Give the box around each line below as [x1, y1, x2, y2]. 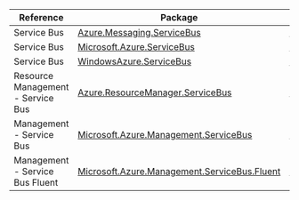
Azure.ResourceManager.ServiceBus [77, 86, 232, 99]
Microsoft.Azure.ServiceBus [77, 41, 196, 52]
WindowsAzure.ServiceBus [77, 55, 192, 68]
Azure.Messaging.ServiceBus [77, 27, 202, 38]
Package [159, 12, 198, 23]
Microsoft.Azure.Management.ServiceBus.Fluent [77, 165, 281, 177]
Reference [19, 12, 64, 23]
